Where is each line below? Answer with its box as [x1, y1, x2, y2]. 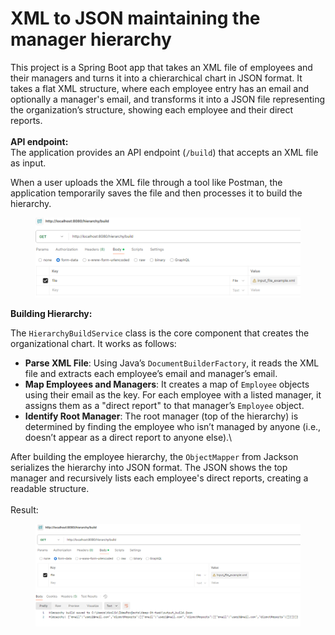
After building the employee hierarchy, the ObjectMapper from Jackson [10, 450, 299, 462]
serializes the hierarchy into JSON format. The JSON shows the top [10, 461, 288, 473]
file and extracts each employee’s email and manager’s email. [24, 367, 278, 379]
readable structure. [10, 482, 90, 494]
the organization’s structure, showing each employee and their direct [10, 103, 294, 116]
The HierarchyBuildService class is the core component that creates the [10, 327, 310, 339]
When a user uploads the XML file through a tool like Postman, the [10, 176, 283, 188]
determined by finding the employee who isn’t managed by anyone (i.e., [24, 420, 322, 432]
